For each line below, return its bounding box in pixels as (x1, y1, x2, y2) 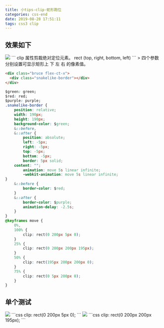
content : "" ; (14, 163, 41, 168)
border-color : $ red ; (23, 186, 65, 191)
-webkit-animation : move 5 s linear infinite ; (23, 172, 119, 177)
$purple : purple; (5, 98, 41, 103)
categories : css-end (5, 12, 48, 17)
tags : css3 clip (5, 21, 39, 26)
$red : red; (5, 94, 28, 99)
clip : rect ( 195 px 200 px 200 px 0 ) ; (23, 260, 94, 265)
